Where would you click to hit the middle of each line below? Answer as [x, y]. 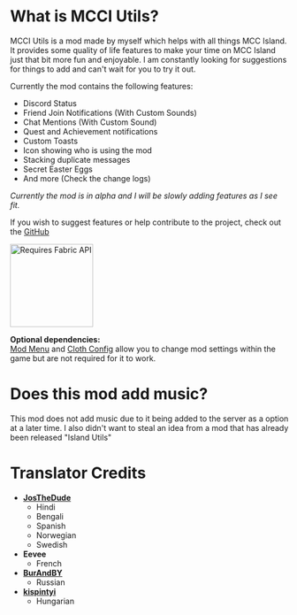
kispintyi [39, 591]
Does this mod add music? [109, 394]
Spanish [51, 526]
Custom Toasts [50, 141]
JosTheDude [47, 497]
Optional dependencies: [55, 339]
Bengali [50, 516]
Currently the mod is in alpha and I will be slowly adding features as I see [144, 196]
